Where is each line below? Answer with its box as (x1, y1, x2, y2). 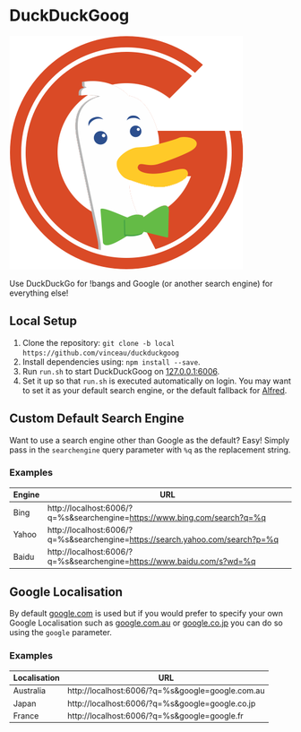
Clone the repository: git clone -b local (21, 337, 176, 348)
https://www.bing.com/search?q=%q (129, 512, 267, 522)
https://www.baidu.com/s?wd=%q (129, 556, 256, 567)
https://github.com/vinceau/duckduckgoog (21, 349, 179, 357)
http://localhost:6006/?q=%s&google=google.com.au (66, 685, 265, 696)
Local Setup (9, 314, 78, 329)
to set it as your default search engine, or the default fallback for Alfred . (21, 384, 288, 395)
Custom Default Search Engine (9, 411, 185, 426)
